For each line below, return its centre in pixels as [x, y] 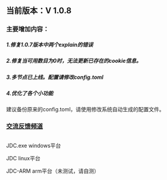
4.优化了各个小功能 [30, 93]
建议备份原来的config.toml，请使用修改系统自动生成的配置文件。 [86, 109]
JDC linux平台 [23, 158]
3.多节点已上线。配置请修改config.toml [55, 77]
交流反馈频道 [25, 126]
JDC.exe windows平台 [34, 145]
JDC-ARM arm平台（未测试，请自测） [53, 171]
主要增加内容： [28, 29]
